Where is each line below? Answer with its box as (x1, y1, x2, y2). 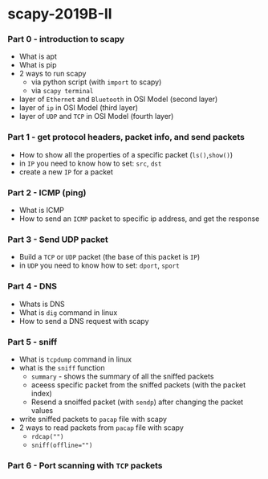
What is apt (18, 51, 57, 61)
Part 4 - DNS (7, 280, 58, 292)
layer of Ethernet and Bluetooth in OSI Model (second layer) (18, 94, 218, 104)
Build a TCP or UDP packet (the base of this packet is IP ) (18, 252, 201, 262)
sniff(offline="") (30, 441, 93, 449)
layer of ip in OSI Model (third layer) (18, 103, 138, 113)
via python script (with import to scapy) (30, 77, 162, 87)
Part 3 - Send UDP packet (7, 234, 109, 245)
